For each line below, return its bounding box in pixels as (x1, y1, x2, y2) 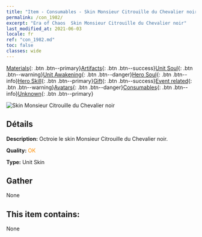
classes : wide (6, 48, 42, 54)
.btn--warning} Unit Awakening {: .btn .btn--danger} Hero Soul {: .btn (6, 70, 172, 78)
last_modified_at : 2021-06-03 (6, 25, 82, 32)
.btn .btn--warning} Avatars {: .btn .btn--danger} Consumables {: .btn (6, 84, 173, 91)
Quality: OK (6, 147, 36, 154)
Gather (6, 176, 33, 186)
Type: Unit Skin (6, 158, 45, 165)
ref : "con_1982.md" (6, 37, 55, 43)
